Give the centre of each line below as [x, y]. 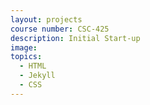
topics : [26, 57]
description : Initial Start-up [75, 38]
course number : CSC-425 [60, 29]
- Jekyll [37, 76]
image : [24, 47]
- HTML [33, 66]
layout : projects [46, 19]
